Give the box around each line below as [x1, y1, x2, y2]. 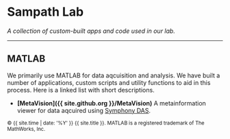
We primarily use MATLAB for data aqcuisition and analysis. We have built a [7, 71, 220, 79]
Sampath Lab [7, 4, 84, 20]
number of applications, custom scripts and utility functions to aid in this [7, 78, 211, 86]
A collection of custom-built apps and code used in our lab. [7, 27, 176, 35]
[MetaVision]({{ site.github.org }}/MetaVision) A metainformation [16, 99, 207, 107]
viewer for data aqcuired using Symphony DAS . [16, 106, 151, 114]
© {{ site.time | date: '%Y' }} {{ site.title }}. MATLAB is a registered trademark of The [7, 119, 205, 127]
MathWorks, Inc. [7, 125, 46, 132]
